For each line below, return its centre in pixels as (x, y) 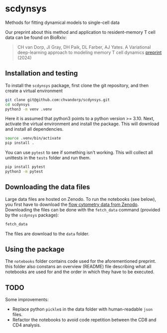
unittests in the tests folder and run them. (48, 158)
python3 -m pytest (24, 171)
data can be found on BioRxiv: (36, 37)
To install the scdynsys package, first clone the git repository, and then (77, 85)
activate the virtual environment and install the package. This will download (82, 124)
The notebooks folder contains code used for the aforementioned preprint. (81, 261)
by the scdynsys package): (32, 215)
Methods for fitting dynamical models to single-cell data (63, 22)
